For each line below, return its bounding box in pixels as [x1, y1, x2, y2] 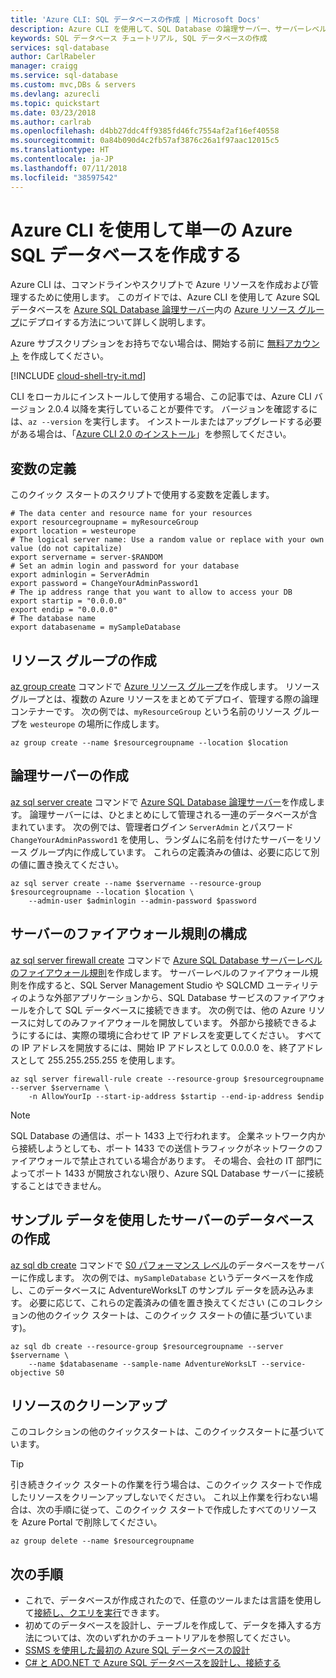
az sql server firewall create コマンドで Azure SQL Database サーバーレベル [10, 954, 323, 966]
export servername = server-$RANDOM [10, 552, 163, 563]
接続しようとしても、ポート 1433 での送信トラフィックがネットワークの [18, 1142, 315, 1154]
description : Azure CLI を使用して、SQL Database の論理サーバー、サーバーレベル [10, 24, 328, 34]
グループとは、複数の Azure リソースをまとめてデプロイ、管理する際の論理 [10, 693, 319, 705]
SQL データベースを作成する [10, 244, 242, 266]
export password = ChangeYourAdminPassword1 [10, 579, 199, 589]
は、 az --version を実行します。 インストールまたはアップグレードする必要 [10, 416, 323, 428]
